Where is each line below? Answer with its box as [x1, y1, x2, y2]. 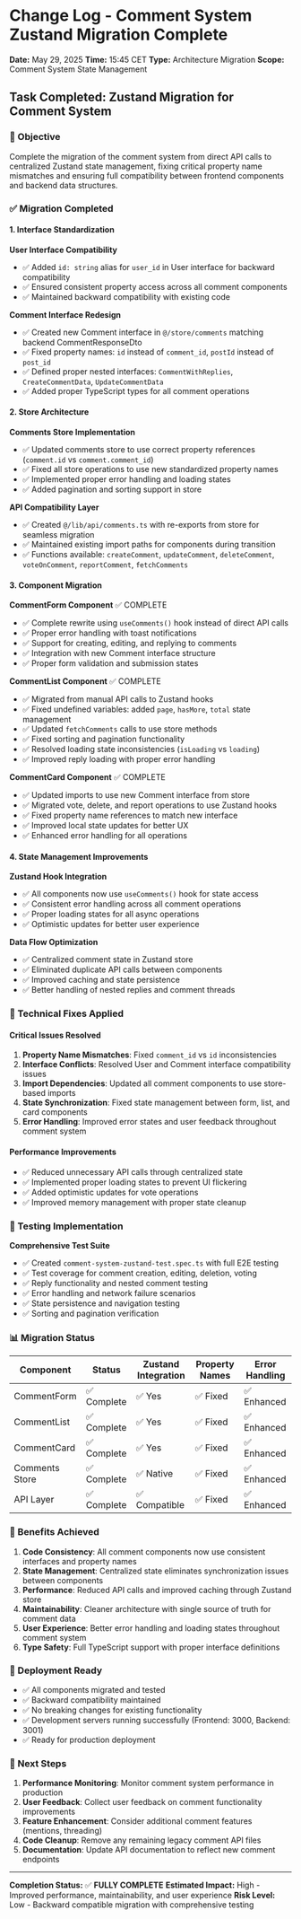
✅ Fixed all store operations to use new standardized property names [21, 463, 279, 474]
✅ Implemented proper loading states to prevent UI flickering [21, 1177, 247, 1187]
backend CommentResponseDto [21, 337, 142, 347]
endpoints [21, 1854, 60, 1865]
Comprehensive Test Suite [9, 1240, 110, 1250]
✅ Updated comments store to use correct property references [21, 443, 255, 454]
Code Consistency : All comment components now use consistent [21, 1546, 266, 1557]
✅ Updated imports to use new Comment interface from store [21, 790, 251, 801]
